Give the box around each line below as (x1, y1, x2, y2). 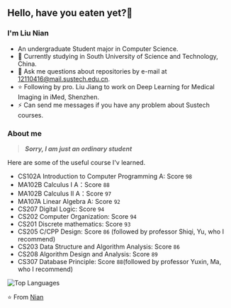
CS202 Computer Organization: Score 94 (17, 212, 137, 220)
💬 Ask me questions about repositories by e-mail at (17, 67, 168, 75)
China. (17, 59, 37, 68)
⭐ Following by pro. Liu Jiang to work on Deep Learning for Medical (17, 82, 215, 91)
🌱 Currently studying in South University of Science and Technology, (17, 52, 218, 60)
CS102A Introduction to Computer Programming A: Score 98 (17, 171, 193, 181)
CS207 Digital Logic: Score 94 (17, 205, 105, 213)
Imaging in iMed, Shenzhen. (17, 93, 99, 101)
